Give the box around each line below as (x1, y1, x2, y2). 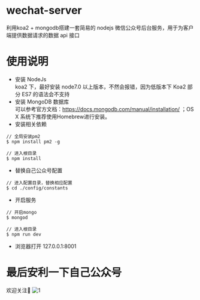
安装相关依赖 (14, 120, 47, 127)
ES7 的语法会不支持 (22, 90, 70, 97)
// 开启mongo (6, 209, 37, 215)
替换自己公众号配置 (14, 167, 63, 174)
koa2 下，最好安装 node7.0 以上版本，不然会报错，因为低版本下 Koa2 (14, 83, 186, 90)
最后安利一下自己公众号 (6, 266, 122, 280)
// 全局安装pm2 (6, 133, 41, 139)
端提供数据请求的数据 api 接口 (6, 31, 80, 39)
